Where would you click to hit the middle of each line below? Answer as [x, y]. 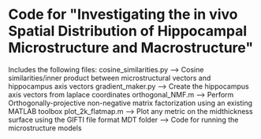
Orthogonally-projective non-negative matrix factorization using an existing [130, 103]
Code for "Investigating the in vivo [123, 15]
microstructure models [45, 128]
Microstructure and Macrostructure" [131, 48]
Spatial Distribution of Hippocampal [128, 31]
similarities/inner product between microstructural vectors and [110, 78]
